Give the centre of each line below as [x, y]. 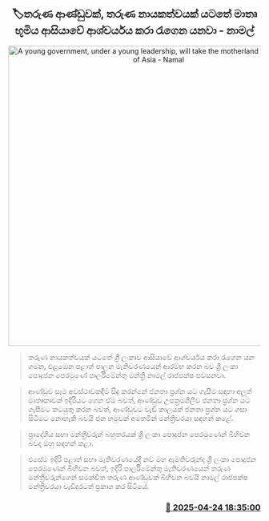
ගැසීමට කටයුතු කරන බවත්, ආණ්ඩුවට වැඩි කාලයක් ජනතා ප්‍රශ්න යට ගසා [137, 409]
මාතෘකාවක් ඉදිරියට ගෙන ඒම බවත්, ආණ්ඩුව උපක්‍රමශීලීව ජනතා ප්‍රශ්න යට [139, 400]
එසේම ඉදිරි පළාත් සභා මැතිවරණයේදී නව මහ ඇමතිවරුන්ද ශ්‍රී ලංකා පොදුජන [142, 459]
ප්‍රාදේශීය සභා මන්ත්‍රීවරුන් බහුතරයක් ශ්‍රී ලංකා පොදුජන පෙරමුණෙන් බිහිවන [139, 434]
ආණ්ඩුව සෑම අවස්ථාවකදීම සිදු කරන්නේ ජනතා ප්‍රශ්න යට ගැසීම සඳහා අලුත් [140, 391]
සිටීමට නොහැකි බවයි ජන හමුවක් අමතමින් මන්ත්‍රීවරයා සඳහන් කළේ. [130, 418]
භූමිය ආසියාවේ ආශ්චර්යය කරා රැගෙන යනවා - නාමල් [134, 31]
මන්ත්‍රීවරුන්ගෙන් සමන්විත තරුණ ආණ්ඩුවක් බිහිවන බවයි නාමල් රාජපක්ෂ [138, 477]
